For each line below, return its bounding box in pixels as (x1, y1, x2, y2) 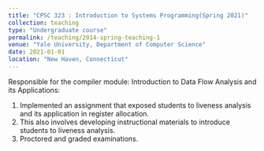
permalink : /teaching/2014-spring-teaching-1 (8, 33, 160, 42)
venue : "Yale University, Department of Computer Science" (8, 41, 206, 49)
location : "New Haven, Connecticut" (8, 56, 128, 64)
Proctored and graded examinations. (19, 134, 139, 143)
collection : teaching (8, 19, 80, 27)
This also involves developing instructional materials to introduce (19, 117, 231, 127)
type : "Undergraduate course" (8, 26, 108, 34)
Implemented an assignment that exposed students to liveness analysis (19, 100, 251, 110)
